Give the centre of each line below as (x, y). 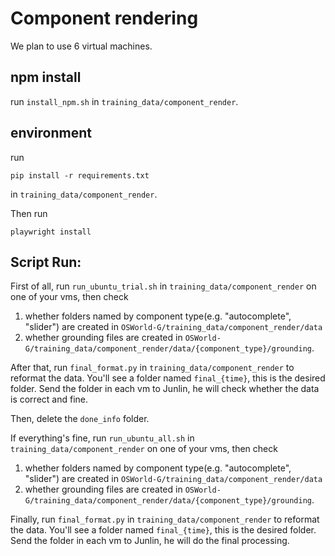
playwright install (51, 232)
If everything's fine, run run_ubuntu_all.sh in (102, 438)
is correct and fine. (49, 399)
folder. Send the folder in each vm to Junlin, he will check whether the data (165, 389)
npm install (46, 77)
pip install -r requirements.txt (80, 175)
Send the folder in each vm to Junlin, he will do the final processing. (150, 541)
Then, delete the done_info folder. (80, 419)
